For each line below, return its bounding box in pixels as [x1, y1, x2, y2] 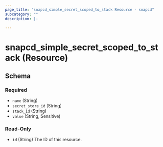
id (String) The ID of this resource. [12, 137, 82, 143]
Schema [5, 72, 31, 80]
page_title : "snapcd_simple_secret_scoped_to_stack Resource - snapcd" [5, 7, 154, 12]
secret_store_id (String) [12, 103, 62, 109]
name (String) [12, 98, 38, 103]
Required [5, 86, 27, 93]
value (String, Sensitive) [12, 113, 61, 119]
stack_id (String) [12, 108, 47, 114]
